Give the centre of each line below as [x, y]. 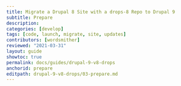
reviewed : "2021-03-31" [36, 46]
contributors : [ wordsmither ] [43, 40]
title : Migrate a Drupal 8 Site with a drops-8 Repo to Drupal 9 [90, 12]
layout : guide [24, 51]
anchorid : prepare [29, 68]
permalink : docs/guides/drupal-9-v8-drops [61, 62]
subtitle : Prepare [29, 18]
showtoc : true [24, 57]
